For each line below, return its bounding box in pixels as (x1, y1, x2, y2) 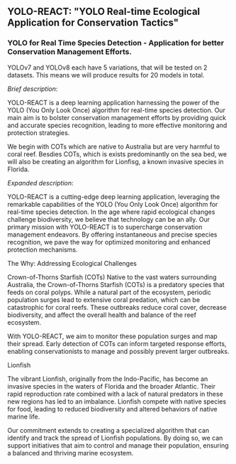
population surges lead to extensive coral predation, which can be (7, 295, 201, 304)
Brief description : (7, 85, 58, 93)
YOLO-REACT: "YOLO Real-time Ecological (7, 6, 201, 18)
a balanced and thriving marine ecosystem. (7, 448, 134, 457)
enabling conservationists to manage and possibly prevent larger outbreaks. (7, 347, 230, 355)
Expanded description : (7, 178, 74, 187)
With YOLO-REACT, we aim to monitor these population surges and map (7, 332, 218, 340)
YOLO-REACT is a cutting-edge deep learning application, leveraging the (7, 192, 220, 201)
